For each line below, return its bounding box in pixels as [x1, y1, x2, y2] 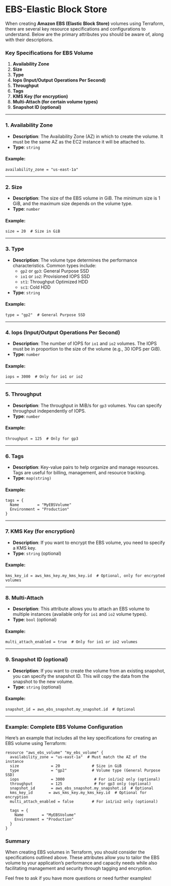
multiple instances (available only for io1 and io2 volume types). [12, 611, 148, 617]
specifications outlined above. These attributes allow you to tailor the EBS [5, 854, 160, 861]
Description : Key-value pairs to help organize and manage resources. [12, 464, 159, 470]
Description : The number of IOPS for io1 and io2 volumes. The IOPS [12, 340, 157, 347]
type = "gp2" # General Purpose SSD [5, 312, 85, 318]
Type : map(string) [12, 475, 52, 481]
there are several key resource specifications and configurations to [5, 25, 146, 32]
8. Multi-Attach [5, 594, 44, 601]
